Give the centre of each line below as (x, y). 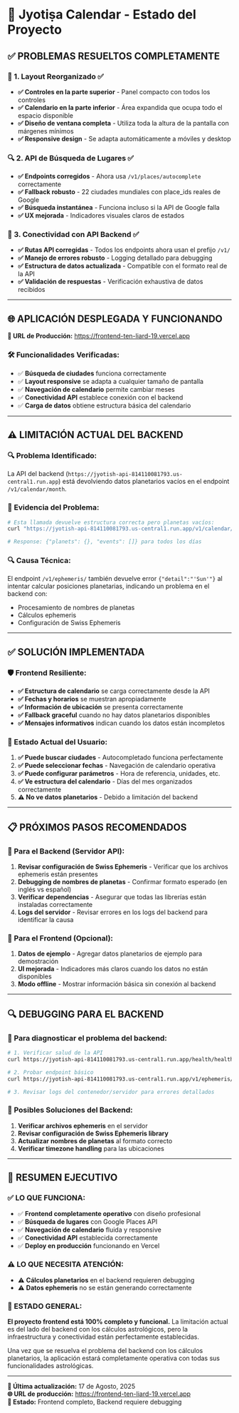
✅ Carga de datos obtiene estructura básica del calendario (104, 405)
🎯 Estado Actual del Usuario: (58, 742)
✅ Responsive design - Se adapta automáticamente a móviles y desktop (124, 138)
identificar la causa (46, 920)
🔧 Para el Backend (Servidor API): (66, 851)
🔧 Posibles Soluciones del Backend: (70, 1110)
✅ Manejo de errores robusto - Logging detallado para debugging (115, 258)
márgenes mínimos (46, 131)
